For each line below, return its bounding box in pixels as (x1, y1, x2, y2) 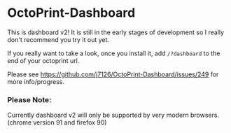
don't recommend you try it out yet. (7, 35, 110, 43)
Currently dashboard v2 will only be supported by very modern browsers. (7, 111, 219, 120)
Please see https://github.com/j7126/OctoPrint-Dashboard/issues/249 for (7, 70, 219, 78)
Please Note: (7, 94, 52, 104)
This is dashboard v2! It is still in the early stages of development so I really (7, 28, 225, 36)
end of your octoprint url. (7, 56, 80, 64)
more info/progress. (7, 77, 65, 85)
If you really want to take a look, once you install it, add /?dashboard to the (7, 49, 220, 57)
